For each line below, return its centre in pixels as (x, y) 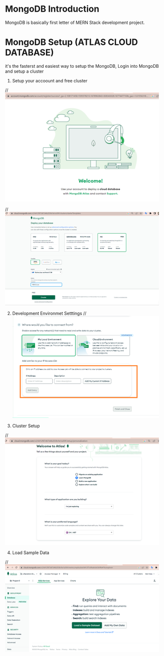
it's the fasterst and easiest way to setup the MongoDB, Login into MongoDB (82, 66)
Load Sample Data (31, 553)
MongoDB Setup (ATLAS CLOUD (72, 42)
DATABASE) (30, 53)
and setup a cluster (24, 71)
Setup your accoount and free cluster (50, 80)
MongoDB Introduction (52, 9)
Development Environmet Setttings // (49, 313)
